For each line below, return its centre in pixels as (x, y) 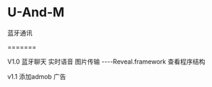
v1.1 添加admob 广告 (37, 76)
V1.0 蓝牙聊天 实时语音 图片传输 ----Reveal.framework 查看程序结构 (106, 62)
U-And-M (36, 12)
